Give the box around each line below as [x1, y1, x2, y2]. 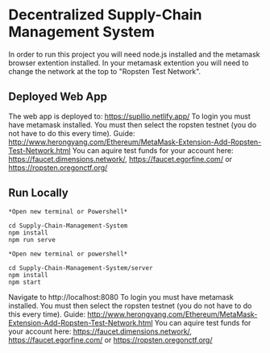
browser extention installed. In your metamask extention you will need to [8, 58, 249, 68]
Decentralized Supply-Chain [8, 6, 202, 24]
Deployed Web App [8, 90, 107, 104]
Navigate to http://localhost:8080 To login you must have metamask [8, 292, 234, 301]
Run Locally [8, 186, 69, 200]
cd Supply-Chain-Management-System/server [8, 264, 153, 272]
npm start [8, 278, 42, 286]
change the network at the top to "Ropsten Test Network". [8, 66, 201, 76]
